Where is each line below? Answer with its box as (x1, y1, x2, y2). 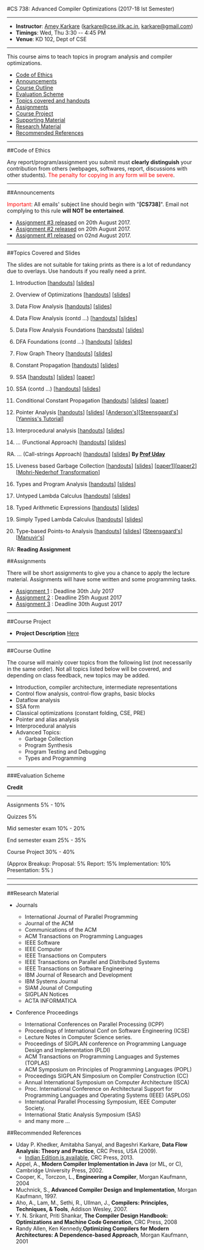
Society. (24, 1105, 45, 1112)
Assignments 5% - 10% (7, 801, 65, 808)
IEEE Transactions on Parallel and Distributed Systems (24, 958, 160, 965)
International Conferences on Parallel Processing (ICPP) (24, 1020, 164, 1028)
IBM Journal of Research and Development (24, 971, 133, 978)
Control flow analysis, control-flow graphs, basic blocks (15, 690, 155, 697)
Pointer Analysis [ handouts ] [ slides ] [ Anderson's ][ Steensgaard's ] (15, 409, 179, 415)
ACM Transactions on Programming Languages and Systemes (24, 1053, 180, 1060)
